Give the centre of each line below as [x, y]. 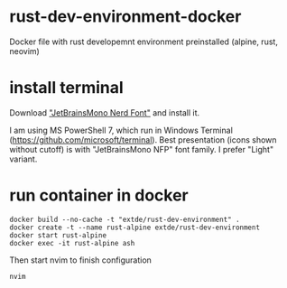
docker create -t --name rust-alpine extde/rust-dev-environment [134, 228]
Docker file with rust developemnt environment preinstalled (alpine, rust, [143, 42]
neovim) [25, 51]
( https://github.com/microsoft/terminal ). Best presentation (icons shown [143, 139]
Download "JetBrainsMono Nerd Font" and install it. [105, 112]
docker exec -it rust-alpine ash [72, 243]
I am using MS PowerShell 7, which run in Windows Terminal [121, 130]
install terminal [66, 88]
